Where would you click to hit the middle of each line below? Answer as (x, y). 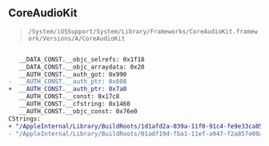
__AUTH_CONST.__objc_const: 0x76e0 (78, 111)
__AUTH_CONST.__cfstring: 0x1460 (74, 104)
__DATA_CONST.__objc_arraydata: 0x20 (82, 67)
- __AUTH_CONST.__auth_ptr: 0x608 (68, 82)
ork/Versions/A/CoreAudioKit (76, 38)
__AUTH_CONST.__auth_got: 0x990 (73, 74)
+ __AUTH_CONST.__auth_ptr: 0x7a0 (68, 89)
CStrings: (25, 119)
